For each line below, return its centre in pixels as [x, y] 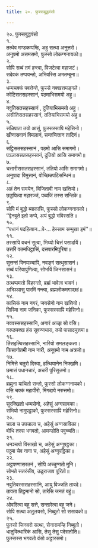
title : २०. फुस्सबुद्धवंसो [31, 12]
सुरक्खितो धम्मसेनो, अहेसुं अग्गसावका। [42, 403]
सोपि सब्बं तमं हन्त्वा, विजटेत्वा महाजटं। [42, 68]
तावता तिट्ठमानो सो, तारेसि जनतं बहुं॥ [41, 491]
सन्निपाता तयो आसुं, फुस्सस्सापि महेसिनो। [45, 128]
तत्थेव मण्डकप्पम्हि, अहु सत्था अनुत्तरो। [42, 47]
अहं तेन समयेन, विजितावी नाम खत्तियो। [42, 188]
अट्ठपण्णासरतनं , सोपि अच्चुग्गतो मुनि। [42, 464]
